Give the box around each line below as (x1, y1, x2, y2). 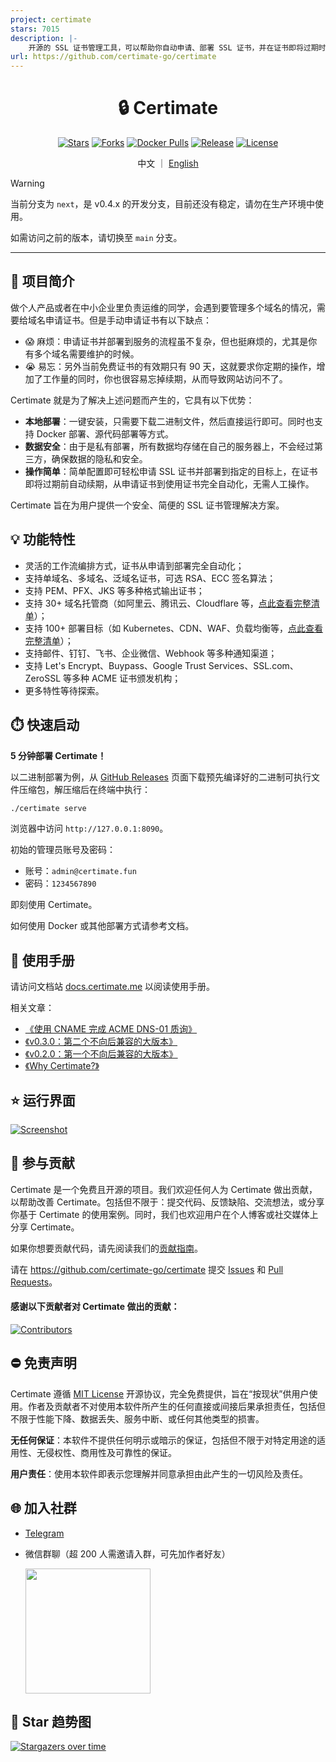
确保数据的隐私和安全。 (51, 452, 148, 465)
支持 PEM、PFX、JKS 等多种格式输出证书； (24, 584, 205, 596)
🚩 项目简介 (10, 273, 75, 290)
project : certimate (10, 14, 92, 25)
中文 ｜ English (137, 157, 199, 170)
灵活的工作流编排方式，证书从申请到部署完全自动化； (24, 559, 245, 571)
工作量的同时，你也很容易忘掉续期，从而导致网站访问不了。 (42, 372, 288, 385)
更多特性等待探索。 (24, 684, 105, 696)
